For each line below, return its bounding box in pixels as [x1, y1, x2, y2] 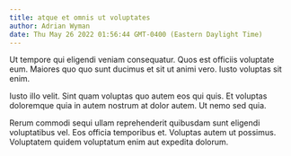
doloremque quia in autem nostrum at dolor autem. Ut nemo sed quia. [9, 100, 267, 111]
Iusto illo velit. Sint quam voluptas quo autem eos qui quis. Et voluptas [9, 91, 268, 101]
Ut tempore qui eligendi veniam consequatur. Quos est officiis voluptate [9, 55, 275, 65]
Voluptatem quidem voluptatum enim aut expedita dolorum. [9, 136, 229, 148]
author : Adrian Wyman [9, 22, 91, 30]
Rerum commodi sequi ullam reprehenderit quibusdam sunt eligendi [9, 117, 260, 128]
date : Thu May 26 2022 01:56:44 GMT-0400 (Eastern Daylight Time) [9, 30, 263, 39]
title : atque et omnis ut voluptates [9, 13, 151, 22]
